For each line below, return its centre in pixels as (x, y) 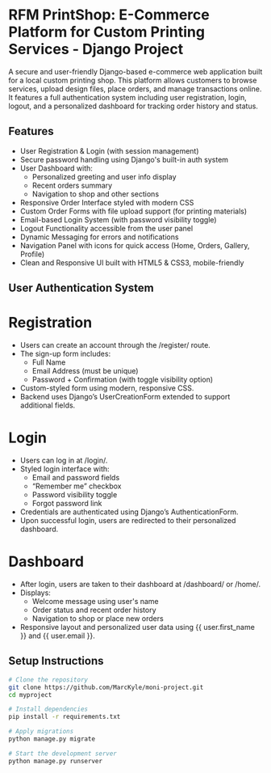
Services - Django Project (96, 49)
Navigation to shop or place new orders (98, 618)
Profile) (32, 254)
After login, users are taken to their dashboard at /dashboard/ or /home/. (140, 584)
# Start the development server (63, 754)
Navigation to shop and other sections (96, 194)
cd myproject (30, 695)
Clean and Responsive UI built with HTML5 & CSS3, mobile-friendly (132, 262)
